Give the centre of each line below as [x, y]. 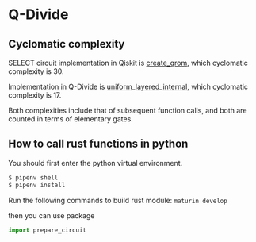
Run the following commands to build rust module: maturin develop [118, 200]
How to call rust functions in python [98, 144]
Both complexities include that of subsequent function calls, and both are [128, 110]
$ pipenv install [37, 185]
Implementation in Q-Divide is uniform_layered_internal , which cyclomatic [128, 86]
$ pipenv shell [33, 177]
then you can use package [52, 215]
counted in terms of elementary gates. [71, 119]
